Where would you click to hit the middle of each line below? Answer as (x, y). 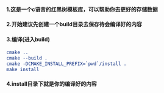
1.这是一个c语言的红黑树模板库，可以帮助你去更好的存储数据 (82, 9)
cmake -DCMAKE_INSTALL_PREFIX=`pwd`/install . (66, 64)
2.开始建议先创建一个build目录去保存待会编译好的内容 (74, 24)
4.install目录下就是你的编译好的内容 (52, 84)
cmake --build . (27, 58)
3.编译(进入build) (28, 39)
